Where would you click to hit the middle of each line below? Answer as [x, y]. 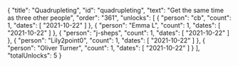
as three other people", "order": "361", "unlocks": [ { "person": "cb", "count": [119, 18]
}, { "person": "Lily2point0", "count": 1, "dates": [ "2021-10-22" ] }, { [106, 40]
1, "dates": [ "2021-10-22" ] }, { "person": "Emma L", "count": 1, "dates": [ [114, 25]
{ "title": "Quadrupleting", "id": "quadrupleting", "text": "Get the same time [116, 10]
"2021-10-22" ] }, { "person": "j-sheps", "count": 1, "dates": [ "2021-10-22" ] [119, 33]
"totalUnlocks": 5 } [35, 55]
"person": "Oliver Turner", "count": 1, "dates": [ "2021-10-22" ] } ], [104, 48]
